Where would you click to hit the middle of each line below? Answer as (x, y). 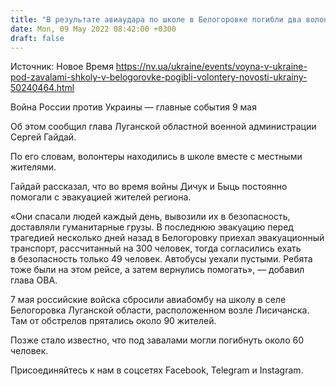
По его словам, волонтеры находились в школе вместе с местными (156, 157)
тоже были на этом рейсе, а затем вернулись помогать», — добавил (157, 270)
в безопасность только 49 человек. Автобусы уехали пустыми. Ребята (161, 259)
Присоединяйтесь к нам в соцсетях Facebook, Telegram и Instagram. (157, 370)
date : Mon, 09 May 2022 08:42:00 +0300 (93, 29)
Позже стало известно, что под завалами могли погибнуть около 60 (157, 340)
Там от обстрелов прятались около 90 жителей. (113, 321)
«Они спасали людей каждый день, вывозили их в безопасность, (150, 217)
